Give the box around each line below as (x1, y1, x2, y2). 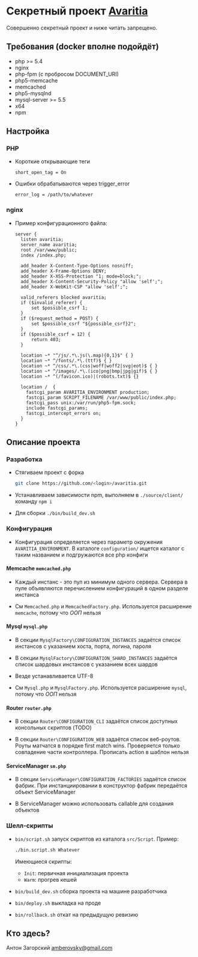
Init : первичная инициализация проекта (23, 869, 129, 877)
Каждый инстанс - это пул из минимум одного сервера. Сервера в (14, 578, 188, 585)
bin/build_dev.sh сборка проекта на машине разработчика (14, 887, 167, 895)
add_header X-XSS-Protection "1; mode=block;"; (20, 273, 142, 279)
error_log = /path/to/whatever (14, 192, 94, 198)
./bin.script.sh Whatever (14, 847, 80, 853)
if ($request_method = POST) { (20, 315, 99, 322)
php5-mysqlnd (14, 89, 52, 97)
